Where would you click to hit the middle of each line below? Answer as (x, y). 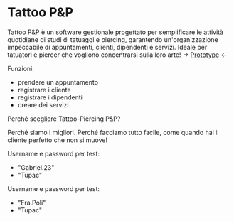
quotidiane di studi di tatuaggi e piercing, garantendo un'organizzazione (113, 39)
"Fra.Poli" (32, 203)
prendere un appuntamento (58, 82)
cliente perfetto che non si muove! (58, 140)
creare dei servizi (43, 104)
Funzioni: (21, 68)
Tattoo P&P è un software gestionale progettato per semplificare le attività (116, 32)
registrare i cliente (44, 90)
